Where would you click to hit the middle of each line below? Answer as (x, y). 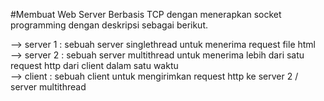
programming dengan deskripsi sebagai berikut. (109, 25)
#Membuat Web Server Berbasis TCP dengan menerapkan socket (146, 14)
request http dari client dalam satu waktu (94, 65)
